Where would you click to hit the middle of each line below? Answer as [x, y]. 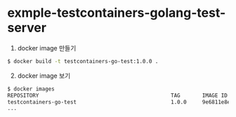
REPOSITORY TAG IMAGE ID [118, 95]
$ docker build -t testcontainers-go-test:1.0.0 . [83, 61]
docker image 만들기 [47, 48]
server [27, 28]
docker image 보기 [44, 76]
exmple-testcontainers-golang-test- [117, 13]
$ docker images [31, 89]
